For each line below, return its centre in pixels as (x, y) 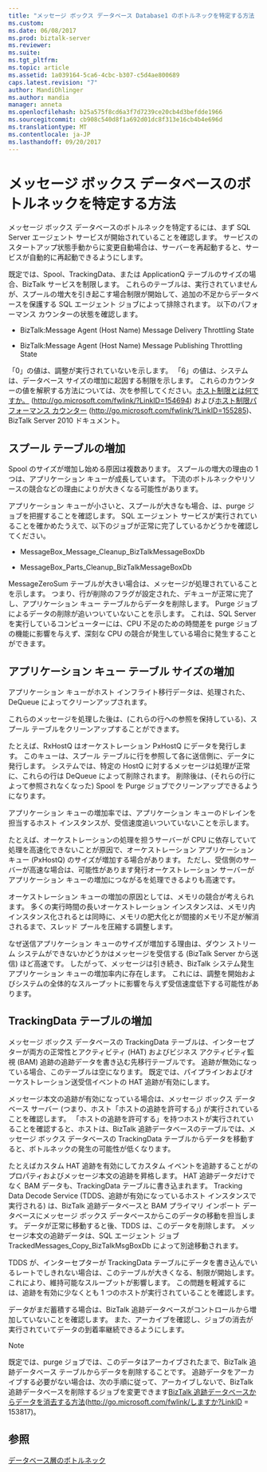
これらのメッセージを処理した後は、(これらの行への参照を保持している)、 (130, 719)
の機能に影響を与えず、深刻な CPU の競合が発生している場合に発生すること (133, 634)
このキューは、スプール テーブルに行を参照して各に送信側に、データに (139, 756)
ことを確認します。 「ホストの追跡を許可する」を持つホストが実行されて (128, 1118)
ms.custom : (26, 23)
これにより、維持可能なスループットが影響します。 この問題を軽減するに (127, 1282)
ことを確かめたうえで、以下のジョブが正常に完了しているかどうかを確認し (137, 526)
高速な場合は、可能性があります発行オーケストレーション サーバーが (142, 870)
